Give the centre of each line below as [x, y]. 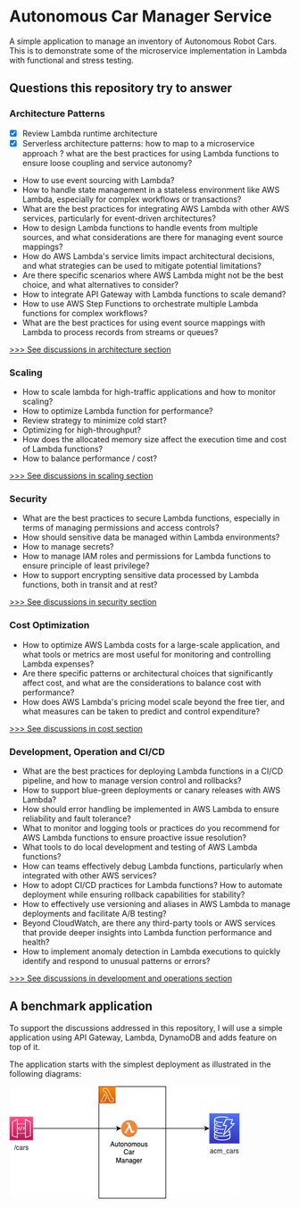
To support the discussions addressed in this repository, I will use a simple [146, 1028]
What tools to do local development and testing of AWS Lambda [140, 847]
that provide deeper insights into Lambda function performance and [147, 932]
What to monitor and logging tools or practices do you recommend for [151, 827]
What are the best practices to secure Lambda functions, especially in [151, 518]
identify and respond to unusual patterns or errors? [116, 961]
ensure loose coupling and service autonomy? [107, 163]
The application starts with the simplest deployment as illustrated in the [140, 1064]
